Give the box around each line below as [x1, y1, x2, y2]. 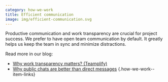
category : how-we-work [5, 7, 53, 13]
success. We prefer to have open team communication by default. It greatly [5, 36, 163, 42]
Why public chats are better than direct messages [12, 66, 117, 72]
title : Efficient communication [5, 12, 74, 17]
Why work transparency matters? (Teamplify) [12, 61, 108, 67]
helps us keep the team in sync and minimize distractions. [5, 41, 126, 47]
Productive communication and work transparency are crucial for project [5, 31, 157, 37]
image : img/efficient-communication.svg [5, 17, 92, 22]
